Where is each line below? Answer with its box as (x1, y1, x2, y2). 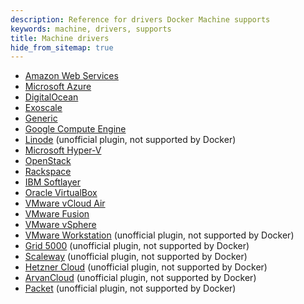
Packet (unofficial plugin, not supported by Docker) (24, 282, 237, 295)
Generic (24, 112, 58, 125)
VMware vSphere (24, 219, 97, 231)
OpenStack (24, 155, 72, 167)
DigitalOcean (24, 91, 79, 103)
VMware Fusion (24, 208, 90, 220)
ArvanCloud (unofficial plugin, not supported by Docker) (24, 272, 257, 284)
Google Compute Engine (24, 123, 127, 135)
